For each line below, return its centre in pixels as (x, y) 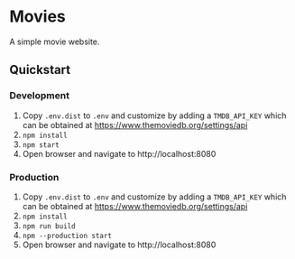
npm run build (49, 226)
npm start (41, 145)
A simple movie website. (55, 42)
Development (40, 96)
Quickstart (40, 70)
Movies (37, 17)
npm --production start (67, 236)
